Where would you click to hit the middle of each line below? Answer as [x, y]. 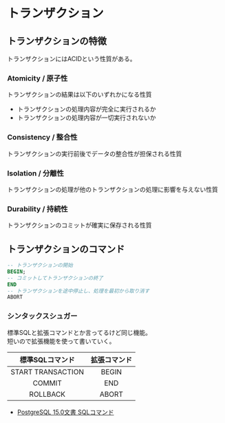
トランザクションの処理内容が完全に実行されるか [86, 109]
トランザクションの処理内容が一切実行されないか [86, 118]
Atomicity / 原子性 [37, 78]
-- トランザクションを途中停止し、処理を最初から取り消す [78, 291]
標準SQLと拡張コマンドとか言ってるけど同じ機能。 [79, 332]
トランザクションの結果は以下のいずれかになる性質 [79, 95]
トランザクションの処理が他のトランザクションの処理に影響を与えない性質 [112, 189]
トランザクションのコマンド [66, 249]
